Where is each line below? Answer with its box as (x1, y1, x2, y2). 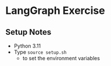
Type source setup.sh (13, 49, 67, 56)
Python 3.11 (13, 42, 41, 49)
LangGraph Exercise (5, 4, 105, 17)
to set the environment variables (22, 55, 100, 61)
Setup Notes (5, 27, 52, 37)
